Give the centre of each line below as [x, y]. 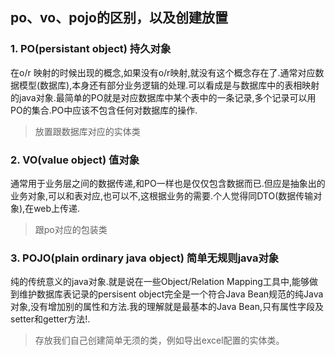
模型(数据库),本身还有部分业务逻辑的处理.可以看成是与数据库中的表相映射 [169, 85]
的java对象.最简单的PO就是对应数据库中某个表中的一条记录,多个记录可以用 [163, 97]
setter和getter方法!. [50, 319]
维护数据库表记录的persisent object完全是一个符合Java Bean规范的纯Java [171, 294]
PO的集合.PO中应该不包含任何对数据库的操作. [104, 110]
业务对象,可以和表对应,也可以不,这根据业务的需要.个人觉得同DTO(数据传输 [162, 195]
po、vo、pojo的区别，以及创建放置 [119, 18]
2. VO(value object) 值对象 [75, 160]
